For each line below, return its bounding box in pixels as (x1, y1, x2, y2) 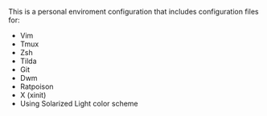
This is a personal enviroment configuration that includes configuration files (8, 7, 259, 16)
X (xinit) (19, 90, 47, 99)
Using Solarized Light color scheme (19, 99, 138, 108)
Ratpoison (19, 82, 54, 91)
